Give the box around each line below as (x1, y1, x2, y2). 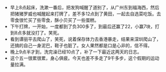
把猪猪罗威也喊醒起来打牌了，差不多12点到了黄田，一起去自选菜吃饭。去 (10, 11, 161, 17)
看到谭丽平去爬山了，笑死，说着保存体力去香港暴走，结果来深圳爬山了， (10, 36, 161, 42)
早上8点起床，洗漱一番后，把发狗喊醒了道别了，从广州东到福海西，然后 (10, 5, 159, 10)
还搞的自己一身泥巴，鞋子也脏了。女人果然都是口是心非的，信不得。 (10, 43, 152, 48)
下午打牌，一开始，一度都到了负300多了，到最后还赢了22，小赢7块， (10, 23, 155, 29)
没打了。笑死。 (30, 30, 62, 35)
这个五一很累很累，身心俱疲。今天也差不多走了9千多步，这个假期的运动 (10, 55, 159, 61)
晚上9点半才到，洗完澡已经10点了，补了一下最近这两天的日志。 (10, 49, 142, 55)
